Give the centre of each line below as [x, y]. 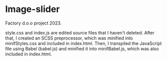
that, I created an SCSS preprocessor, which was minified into [69, 38]
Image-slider [33, 9]
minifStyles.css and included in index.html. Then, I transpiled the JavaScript [83, 43]
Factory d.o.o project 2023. [33, 23]
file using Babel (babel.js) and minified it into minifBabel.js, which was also [82, 48]
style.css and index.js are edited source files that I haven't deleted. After [80, 32]
